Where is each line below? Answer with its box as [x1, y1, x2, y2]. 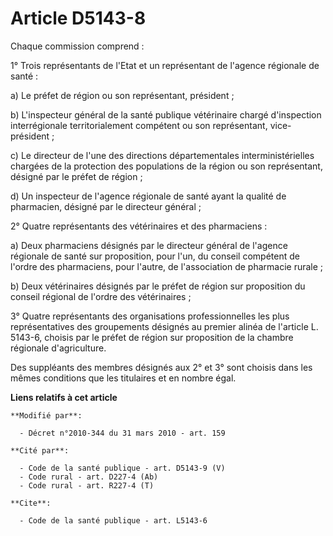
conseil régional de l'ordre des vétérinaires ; [10, 290, 192, 302]
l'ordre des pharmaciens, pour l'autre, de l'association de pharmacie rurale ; [10, 260, 324, 272]
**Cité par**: [10, 445, 70, 456]
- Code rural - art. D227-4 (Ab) [19, 472, 159, 482]
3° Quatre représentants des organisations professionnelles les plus [10, 310, 290, 322]
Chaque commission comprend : [10, 40, 145, 52]
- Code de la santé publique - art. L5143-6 [19, 515, 208, 526]
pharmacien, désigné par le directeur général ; [10, 200, 202, 212]
